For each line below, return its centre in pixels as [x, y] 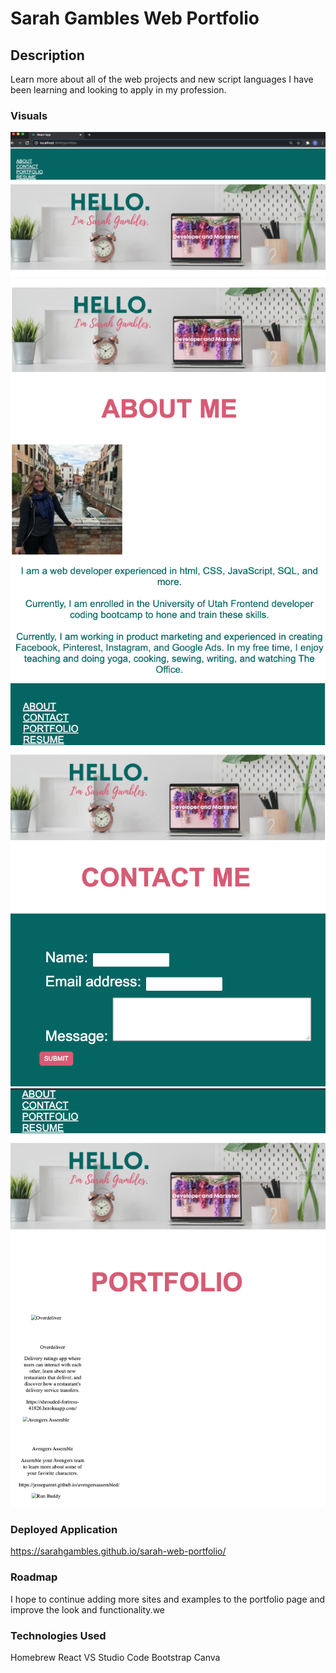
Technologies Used [58, 1635]
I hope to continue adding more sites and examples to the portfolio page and [168, 1599]
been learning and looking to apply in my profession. [118, 90]
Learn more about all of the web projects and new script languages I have [162, 79]
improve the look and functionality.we [87, 1609]
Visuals [29, 115]
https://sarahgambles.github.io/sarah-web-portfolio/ [118, 1551]
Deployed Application [64, 1529]
